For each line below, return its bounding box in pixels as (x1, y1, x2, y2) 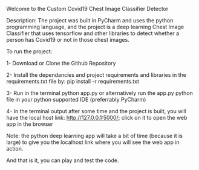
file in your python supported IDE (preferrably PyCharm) (6, 96, 146, 103)
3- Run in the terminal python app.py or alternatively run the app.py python (6, 90, 194, 96)
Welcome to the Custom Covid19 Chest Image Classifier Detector (6, 5, 169, 12)
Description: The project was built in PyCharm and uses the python (6, 17, 174, 24)
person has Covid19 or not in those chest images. (6, 36, 130, 43)
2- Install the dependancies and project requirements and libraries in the (6, 71, 186, 78)
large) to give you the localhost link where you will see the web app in (6, 139, 180, 146)
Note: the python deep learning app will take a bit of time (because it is (6, 132, 183, 139)
